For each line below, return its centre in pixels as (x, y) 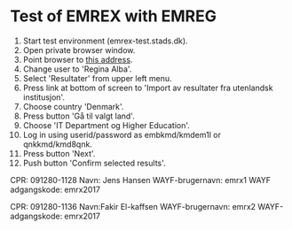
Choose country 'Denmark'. (73, 106)
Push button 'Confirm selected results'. (95, 163)
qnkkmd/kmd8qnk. (57, 144)
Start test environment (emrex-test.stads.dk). (106, 41)
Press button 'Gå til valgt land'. (79, 116)
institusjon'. (44, 97)
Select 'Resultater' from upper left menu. (97, 78)
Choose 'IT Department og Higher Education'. (106, 125)
